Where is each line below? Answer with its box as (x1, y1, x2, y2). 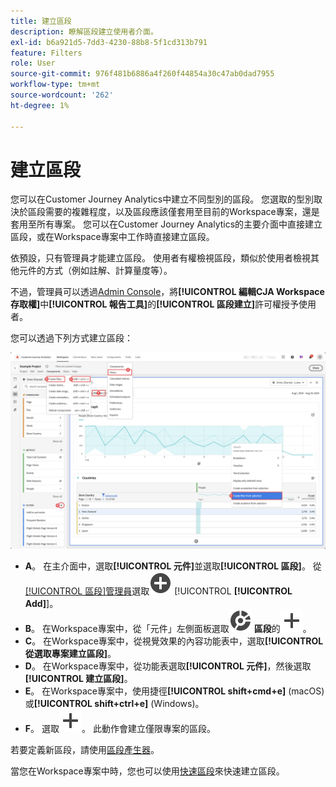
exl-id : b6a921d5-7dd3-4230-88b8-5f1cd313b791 (10, 37, 208, 47)
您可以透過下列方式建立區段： (10, 332, 133, 344)
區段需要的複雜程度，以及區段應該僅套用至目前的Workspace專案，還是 (27, 206, 320, 218)
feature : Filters (10, 48, 83, 58)
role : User (10, 58, 56, 69)
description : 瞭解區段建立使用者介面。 (10, 26, 158, 37)
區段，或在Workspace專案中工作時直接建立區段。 (10, 231, 215, 243)
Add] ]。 (24, 598, 59, 610)
